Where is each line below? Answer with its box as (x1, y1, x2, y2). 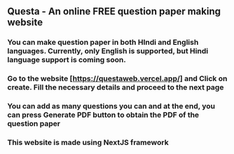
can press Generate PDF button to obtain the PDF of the (7, 110, 200, 120)
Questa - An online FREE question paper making (7, 6, 221, 17)
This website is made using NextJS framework (7, 138, 170, 148)
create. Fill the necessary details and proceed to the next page (7, 83, 224, 92)
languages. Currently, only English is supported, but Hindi (7, 46, 209, 56)
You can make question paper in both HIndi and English (7, 38, 199, 48)
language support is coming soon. (7, 55, 126, 65)
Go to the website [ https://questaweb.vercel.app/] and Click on (7, 73, 228, 83)
